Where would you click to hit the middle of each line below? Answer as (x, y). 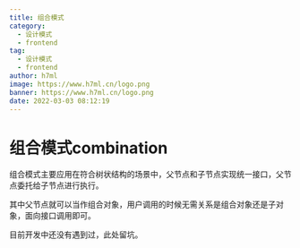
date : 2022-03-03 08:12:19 (60, 101)
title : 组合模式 (37, 17)
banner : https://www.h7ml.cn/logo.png (81, 92)
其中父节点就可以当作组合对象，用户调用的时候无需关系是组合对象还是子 (142, 205)
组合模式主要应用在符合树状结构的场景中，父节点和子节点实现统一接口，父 (146, 175)
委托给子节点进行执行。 (60, 185)
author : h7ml (34, 76)
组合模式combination (89, 148)
